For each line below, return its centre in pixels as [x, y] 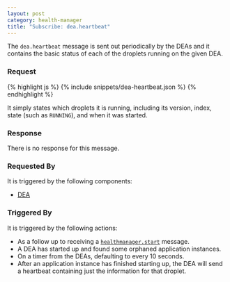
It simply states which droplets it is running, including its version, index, [109, 108]
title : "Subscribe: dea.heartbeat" [59, 26]
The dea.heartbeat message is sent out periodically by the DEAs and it [109, 47]
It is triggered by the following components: [70, 181]
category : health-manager [45, 20]
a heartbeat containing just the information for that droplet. [102, 271]
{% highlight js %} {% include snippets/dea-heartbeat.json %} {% [102, 87]
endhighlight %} [30, 94]
